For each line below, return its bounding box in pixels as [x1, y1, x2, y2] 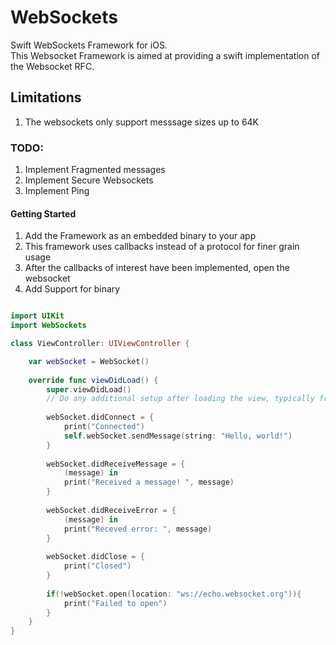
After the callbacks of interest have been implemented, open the [24, 262, 290, 274]
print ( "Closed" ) [63, 561, 132, 571]
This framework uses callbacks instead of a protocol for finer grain [24, 241, 300, 253]
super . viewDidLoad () [46, 384, 132, 395]
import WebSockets [10, 321, 87, 331]
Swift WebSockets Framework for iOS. [10, 39, 168, 51]
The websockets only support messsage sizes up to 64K [24, 116, 260, 128]
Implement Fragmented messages [24, 164, 166, 176]
